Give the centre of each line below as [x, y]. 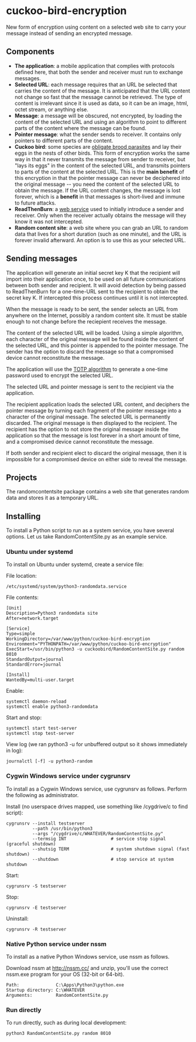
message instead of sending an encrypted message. [69, 33]
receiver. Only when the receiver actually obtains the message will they [100, 215]
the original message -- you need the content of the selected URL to [97, 184]
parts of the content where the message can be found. [80, 128]
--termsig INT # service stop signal [99, 839]
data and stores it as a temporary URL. [52, 498]
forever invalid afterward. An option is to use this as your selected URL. [100, 240]
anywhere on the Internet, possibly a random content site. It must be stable [97, 315]
